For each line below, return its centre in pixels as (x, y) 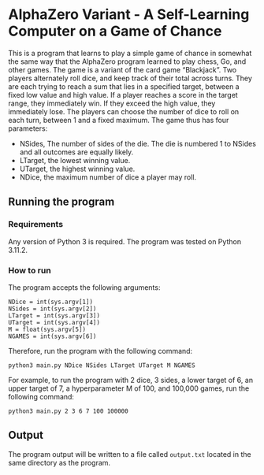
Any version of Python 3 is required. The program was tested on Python (125, 241)
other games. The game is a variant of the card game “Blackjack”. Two (123, 69)
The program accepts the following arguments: (84, 287)
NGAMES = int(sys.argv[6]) (52, 336)
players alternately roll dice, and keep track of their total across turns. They (130, 78)
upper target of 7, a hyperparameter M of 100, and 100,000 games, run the (129, 388)
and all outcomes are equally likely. (76, 152)
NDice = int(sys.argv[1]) (50, 302)
